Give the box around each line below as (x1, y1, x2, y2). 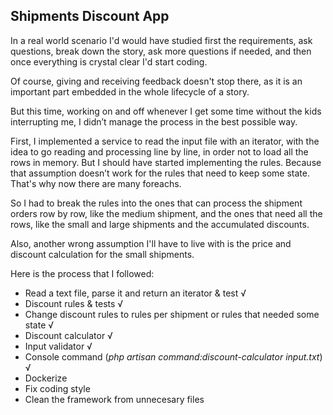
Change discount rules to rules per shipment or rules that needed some (24, 308, 320, 320)
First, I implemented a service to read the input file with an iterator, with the (10, 135, 320, 147)
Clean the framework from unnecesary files (24, 393, 205, 405)
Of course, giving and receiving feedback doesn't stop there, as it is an (10, 75, 303, 87)
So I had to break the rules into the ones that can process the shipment (10, 197, 303, 209)
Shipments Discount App (10, 8, 170, 25)
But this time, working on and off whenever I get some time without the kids (10, 105, 322, 117)
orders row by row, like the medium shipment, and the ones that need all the (10, 207, 323, 219)
